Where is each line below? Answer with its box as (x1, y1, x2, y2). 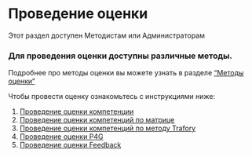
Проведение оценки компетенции (19, 107, 134, 116)
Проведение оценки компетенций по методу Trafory (19, 123, 196, 133)
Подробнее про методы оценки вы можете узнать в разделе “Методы (8, 68, 244, 78)
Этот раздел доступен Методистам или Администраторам (8, 31, 206, 40)
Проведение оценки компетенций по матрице (19, 115, 175, 125)
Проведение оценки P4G (19, 132, 104, 141)
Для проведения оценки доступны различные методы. (8, 50, 233, 61)
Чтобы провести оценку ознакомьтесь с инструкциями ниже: (8, 92, 216, 101)
